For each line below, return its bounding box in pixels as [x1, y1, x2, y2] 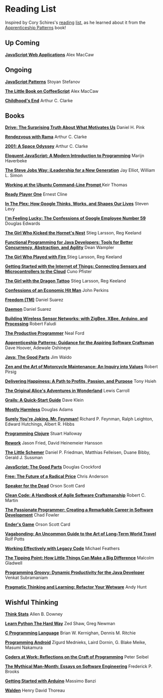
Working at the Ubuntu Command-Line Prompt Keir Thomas [5, 182, 127, 188]
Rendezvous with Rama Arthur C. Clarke [5, 134, 87, 140]
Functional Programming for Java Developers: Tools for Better [5, 239, 133, 245]
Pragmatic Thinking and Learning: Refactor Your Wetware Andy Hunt [5, 584, 147, 590]
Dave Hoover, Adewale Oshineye [5, 345, 71, 351]
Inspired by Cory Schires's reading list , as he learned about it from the [5, 19, 146, 25]
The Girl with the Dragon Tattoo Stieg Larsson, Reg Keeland [5, 278, 127, 284]
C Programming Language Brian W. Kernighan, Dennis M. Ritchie [5, 630, 136, 636]
